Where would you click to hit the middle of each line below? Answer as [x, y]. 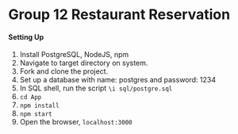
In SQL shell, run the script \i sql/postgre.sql [96, 88]
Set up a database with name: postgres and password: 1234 [118, 80]
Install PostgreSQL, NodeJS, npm [74, 55]
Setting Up [26, 36]
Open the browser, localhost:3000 [76, 122]
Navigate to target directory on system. [84, 63]
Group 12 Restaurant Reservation [119, 15]
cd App [31, 98]
